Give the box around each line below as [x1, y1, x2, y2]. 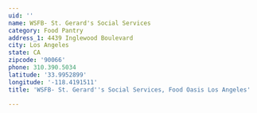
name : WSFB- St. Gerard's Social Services [8, 19, 151, 27]
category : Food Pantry [8, 26, 84, 34]
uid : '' [8, 11, 34, 20]
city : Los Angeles [8, 41, 69, 49]
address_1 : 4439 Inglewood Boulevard [8, 33, 134, 42]
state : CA [8, 49, 41, 56]
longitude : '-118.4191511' [8, 78, 98, 86]
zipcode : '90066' [8, 56, 66, 64]
